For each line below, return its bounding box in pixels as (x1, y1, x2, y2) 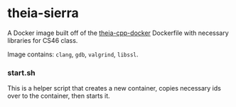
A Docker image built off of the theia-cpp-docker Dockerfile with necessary (7, 29, 229, 37)
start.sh (7, 68, 36, 78)
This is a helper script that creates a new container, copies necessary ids (7, 84, 222, 93)
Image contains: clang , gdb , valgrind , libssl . (7, 50, 139, 58)
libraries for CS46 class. (7, 36, 78, 44)
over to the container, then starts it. (7, 91, 110, 101)
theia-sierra (7, 5, 80, 21)
